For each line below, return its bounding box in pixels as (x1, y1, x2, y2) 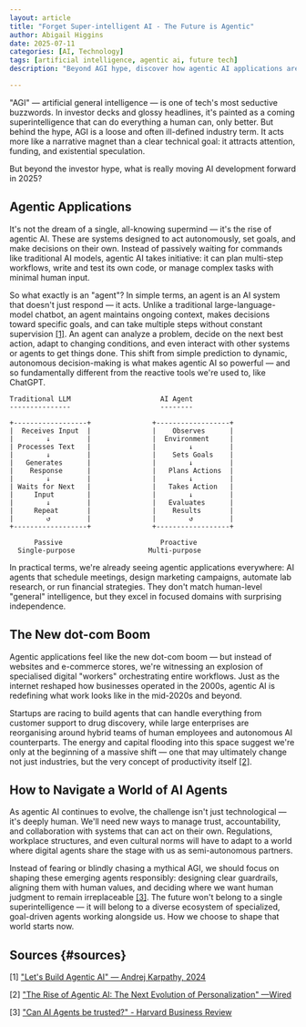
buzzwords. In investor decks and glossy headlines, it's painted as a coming (9, 107, 296, 118)
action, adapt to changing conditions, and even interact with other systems (9, 338, 291, 349)
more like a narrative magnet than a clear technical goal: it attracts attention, (9, 136, 296, 147)
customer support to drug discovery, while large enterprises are (9, 717, 250, 728)
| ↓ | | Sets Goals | (9, 450, 234, 459)
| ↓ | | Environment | (9, 434, 234, 443)
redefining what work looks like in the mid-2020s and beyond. (9, 690, 243, 701)
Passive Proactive (33, 538, 198, 547)
